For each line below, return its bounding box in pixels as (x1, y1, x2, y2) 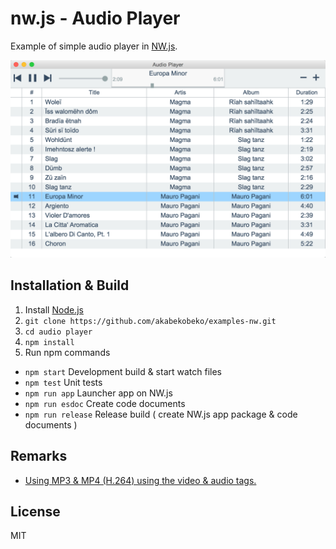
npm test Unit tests (24, 376, 103, 388)
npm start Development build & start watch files (24, 365, 222, 377)
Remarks (10, 448, 68, 465)
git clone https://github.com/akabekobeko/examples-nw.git (24, 316, 277, 326)
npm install (24, 337, 75, 347)
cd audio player (24, 327, 93, 337)
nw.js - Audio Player (10, 7, 181, 30)
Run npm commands (24, 346, 111, 358)
